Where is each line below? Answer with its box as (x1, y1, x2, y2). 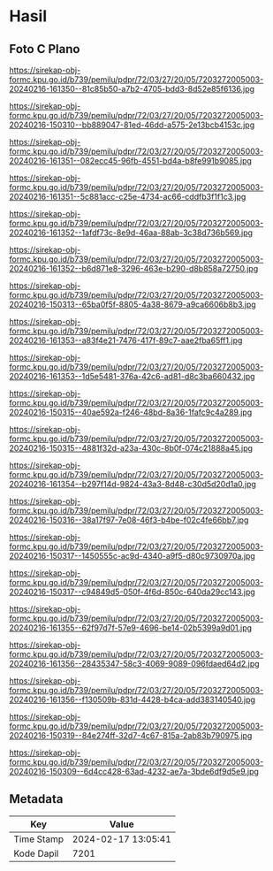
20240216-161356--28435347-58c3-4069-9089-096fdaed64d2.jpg (9, 659, 260, 669)
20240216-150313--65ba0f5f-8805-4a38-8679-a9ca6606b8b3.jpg (9, 299, 256, 309)
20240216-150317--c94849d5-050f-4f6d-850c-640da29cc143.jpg (9, 586, 256, 597)
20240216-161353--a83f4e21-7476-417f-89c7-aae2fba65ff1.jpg (9, 335, 243, 346)
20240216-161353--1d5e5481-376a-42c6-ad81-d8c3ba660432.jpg (9, 371, 255, 381)
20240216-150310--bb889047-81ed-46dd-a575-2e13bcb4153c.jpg (9, 119, 254, 130)
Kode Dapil (13, 847, 59, 860)
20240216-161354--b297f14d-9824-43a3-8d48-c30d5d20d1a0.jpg (9, 479, 256, 489)
